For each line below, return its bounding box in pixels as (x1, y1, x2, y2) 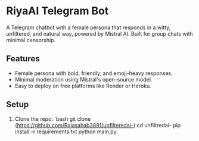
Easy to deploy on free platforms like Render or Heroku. (14, 82, 152, 89)
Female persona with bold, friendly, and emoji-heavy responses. (14, 70, 173, 77)
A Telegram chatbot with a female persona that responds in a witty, (6, 24, 171, 31)
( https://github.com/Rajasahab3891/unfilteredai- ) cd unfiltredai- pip (14, 121, 181, 129)
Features (6, 54, 40, 64)
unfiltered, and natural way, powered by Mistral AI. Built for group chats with (6, 30, 193, 37)
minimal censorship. (6, 36, 55, 43)
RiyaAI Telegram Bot (6, 4, 109, 18)
